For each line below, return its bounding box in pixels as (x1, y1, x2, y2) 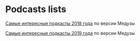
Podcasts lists (5, 4, 66, 15)
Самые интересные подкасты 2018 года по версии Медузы (5, 20, 135, 26)
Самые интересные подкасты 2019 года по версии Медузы (5, 30, 135, 36)
